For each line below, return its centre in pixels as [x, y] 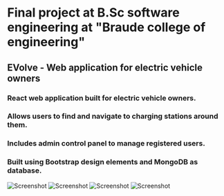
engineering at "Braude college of [106, 27]
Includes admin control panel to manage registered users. [106, 144]
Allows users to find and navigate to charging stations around [113, 117]
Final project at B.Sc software [93, 13]
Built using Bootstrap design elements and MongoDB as [103, 162]
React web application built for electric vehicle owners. [102, 98]
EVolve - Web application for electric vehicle [105, 67]
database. [25, 170]
